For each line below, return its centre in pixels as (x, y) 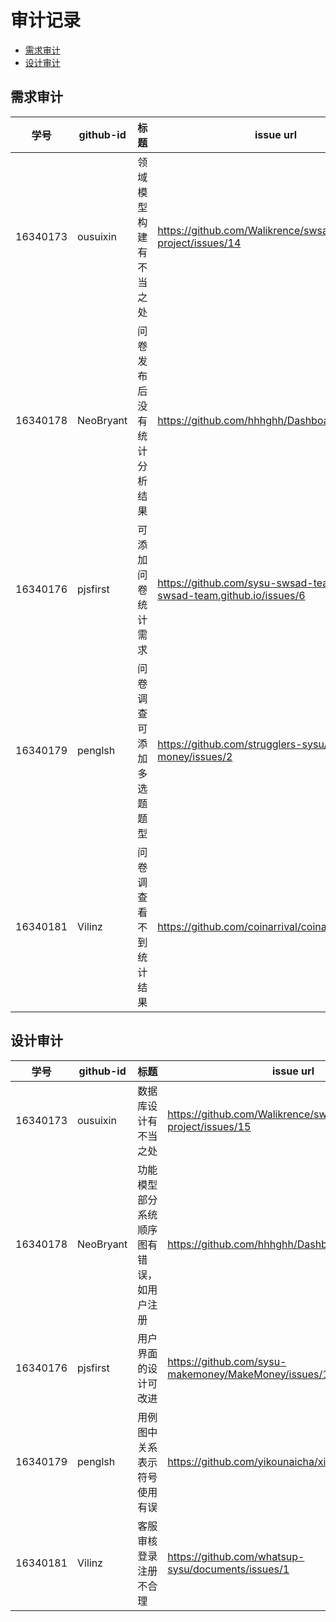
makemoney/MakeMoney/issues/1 (248, 1374)
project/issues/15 (209, 1126)
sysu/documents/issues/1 (228, 1569)
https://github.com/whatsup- (236, 1556)
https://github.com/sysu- (227, 1361)
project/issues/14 (199, 243)
